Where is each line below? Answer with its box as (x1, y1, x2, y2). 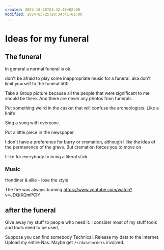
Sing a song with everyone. (5, 119, 60, 126)
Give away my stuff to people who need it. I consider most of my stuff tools (5, 219, 157, 225)
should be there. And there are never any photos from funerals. (5, 95, 133, 101)
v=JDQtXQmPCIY (5, 192, 41, 198)
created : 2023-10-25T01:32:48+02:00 (5, 7, 80, 12)
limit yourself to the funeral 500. (5, 80, 70, 86)
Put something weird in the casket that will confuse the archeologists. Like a (5, 105, 159, 111)
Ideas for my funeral (5, 33, 89, 44)
